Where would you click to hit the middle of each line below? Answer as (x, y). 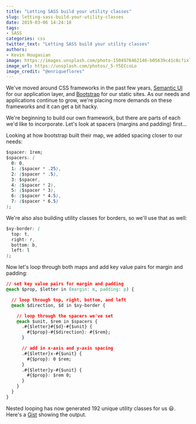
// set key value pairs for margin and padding (65, 284)
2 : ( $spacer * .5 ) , (35, 174)
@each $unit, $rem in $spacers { (57, 321)
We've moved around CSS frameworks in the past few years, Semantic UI (94, 88)
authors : (17, 50)
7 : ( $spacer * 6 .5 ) (35, 201)
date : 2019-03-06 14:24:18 (39, 22)
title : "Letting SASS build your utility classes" (69, 11)
